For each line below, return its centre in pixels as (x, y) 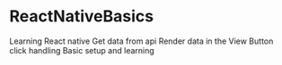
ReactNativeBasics (82, 16)
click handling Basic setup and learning (82, 50)
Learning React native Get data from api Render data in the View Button (141, 41)
